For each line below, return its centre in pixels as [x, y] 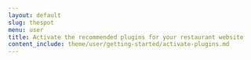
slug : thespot [31, 23]
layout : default [35, 15]
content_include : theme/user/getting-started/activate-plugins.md [119, 44]
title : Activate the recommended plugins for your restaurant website [126, 37]
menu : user [26, 30]
